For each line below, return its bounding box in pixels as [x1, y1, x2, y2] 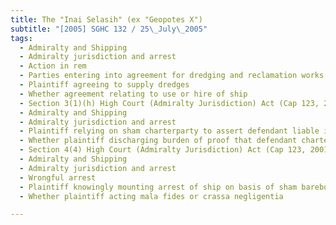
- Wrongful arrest [19, 172, 97, 183]
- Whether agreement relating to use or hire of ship [19, 89, 248, 99]
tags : [10, 33, 33, 43]
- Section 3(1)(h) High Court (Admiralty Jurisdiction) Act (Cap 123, [19, 98, 320, 108]
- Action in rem [19, 61, 87, 71]
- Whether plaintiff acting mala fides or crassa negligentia [19, 191, 284, 201]
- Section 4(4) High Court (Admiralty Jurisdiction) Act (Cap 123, [19, 145, 307, 155]
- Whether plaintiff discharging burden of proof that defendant [19, 136, 298, 146]
